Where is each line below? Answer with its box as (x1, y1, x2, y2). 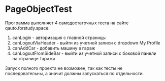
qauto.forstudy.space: (5, 25, 50, 31)
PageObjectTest (5, 3, 72, 15)
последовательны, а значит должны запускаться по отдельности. (5, 70, 144, 76)
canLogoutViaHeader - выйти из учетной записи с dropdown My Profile (12, 40, 161, 45)
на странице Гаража (12, 55, 56, 61)
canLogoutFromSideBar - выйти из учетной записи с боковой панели (12, 50, 157, 56)
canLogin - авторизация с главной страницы (12, 35, 106, 40)
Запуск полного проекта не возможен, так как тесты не (5, 65, 123, 71)
